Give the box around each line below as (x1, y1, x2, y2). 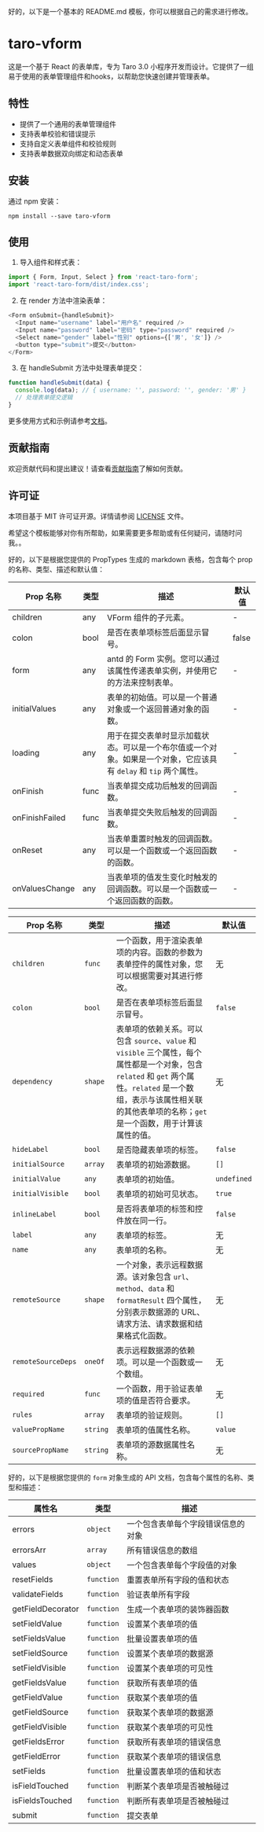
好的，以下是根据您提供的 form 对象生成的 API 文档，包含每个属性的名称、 (8, 1473, 247, 1482)
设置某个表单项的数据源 (126, 1648, 214, 1659)
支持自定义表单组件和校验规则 (19, 138, 116, 148)
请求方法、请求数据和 (116, 1318, 196, 1329)
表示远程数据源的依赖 (116, 1345, 196, 1356)
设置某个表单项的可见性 (126, 1662, 214, 1673)
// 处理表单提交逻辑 (15, 394, 73, 402)
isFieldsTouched (12, 1795, 72, 1806)
